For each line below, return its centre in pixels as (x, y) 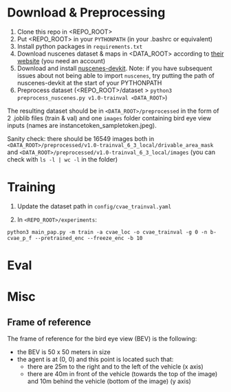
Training (32, 187)
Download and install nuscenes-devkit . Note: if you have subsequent (114, 68)
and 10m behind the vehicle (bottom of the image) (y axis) (109, 381)
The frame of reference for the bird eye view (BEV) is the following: (102, 339)
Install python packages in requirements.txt (80, 46)
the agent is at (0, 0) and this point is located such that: (95, 360)
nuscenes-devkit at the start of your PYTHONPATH (89, 83)
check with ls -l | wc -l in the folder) (63, 159)
